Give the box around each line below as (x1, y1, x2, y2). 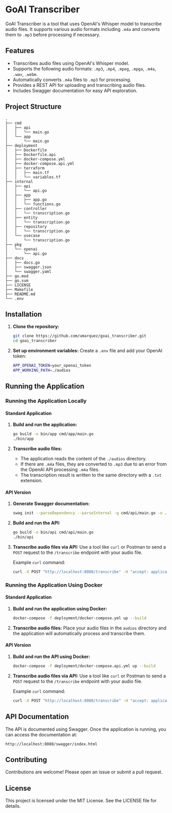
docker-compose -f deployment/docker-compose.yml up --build (12, 616, 147, 621)
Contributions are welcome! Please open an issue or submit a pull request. (5, 769, 163, 775)
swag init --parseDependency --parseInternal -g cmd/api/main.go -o (12, 511, 163, 516)
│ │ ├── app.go (5, 197, 47, 202)
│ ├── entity (5, 215, 38, 220)
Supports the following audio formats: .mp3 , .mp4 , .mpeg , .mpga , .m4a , (12, 65, 157, 71)
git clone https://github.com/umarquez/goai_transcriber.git (12, 333, 147, 339)
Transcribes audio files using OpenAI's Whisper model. (12, 60, 129, 66)
